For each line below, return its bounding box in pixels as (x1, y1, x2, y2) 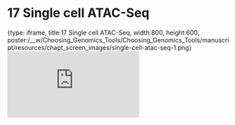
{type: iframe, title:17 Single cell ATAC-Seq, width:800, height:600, (7, 28, 200, 37)
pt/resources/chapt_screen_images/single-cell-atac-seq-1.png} (7, 43, 192, 52)
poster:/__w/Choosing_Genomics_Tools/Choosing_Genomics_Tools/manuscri (7, 35, 229, 44)
